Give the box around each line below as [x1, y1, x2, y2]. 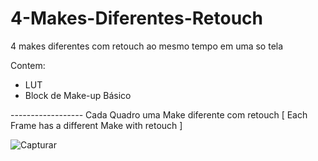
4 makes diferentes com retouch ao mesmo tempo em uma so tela [10, 40, 284, 52]
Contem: [10, 59, 46, 71]
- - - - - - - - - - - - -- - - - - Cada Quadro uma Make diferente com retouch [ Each [10, 108, 308, 121]
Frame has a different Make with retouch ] [10, 119, 183, 131]
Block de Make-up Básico [24, 89, 132, 101]
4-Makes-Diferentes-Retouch [10, 7, 263, 30]
